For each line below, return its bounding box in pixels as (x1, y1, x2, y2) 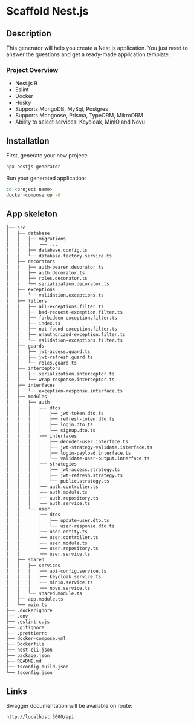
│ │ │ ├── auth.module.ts (6, 489, 88, 495)
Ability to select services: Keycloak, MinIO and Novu (15, 118, 146, 125)
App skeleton (6, 209, 57, 219)
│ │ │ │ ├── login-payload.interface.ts (6, 450, 131, 456)
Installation (6, 136, 50, 146)
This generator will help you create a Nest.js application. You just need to (6, 44, 189, 51)
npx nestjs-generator (6, 163, 61, 170)
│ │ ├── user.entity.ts (6, 529, 88, 535)
